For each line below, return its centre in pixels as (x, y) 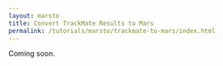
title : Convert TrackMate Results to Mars (81, 23)
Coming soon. (32, 54)
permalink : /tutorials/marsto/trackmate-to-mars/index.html (112, 31)
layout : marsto (34, 16)
